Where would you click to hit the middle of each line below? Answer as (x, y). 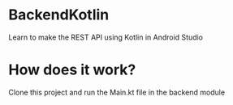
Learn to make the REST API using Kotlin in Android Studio (106, 37)
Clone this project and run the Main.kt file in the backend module (117, 92)
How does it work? (72, 70)
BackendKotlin (59, 15)
